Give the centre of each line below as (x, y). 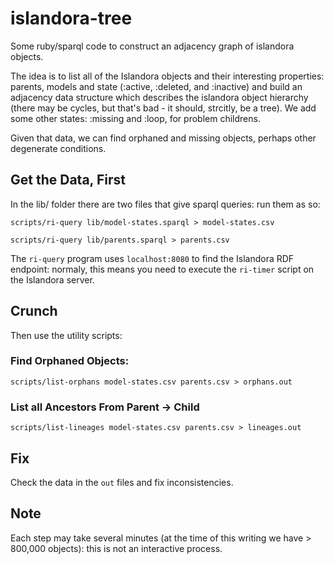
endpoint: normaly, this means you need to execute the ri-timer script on (162, 269)
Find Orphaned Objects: (70, 361)
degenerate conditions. (58, 148)
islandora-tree (71, 18)
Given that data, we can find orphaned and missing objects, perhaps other (163, 138)
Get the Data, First (68, 180)
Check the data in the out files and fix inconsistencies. (122, 482)
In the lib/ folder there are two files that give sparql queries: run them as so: (165, 204)
